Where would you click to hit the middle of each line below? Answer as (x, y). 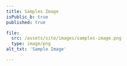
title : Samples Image (32, 11)
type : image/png (31, 44)
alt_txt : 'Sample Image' (36, 49)
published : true (26, 22)
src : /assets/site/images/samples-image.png (66, 39)
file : (13, 33)
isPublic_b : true (27, 17)
